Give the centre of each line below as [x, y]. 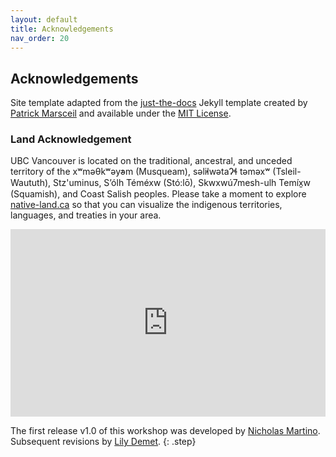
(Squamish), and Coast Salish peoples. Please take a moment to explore [158, 194]
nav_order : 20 [40, 38]
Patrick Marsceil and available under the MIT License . [121, 113]
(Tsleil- [287, 172]
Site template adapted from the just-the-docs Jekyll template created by [159, 103]
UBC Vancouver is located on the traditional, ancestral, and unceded [151, 161]
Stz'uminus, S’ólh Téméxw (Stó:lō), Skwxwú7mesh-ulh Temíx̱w [182, 183]
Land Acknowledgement [71, 139]
